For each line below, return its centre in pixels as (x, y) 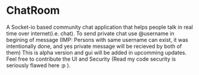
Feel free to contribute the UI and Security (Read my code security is (91, 59)
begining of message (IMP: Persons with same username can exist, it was (97, 40)
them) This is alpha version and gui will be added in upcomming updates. (97, 52)
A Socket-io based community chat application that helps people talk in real (100, 27)
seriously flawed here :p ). (38, 65)
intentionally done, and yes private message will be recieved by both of (94, 46)
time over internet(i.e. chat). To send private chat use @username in (91, 33)
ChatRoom (33, 10)
